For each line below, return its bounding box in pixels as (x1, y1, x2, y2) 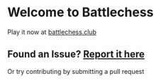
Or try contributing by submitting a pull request (7, 67, 145, 75)
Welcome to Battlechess (7, 4, 154, 21)
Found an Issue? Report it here (7, 48, 145, 60)
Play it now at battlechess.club (7, 28, 97, 36)
